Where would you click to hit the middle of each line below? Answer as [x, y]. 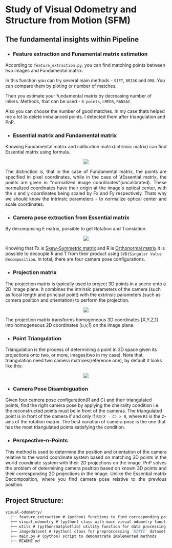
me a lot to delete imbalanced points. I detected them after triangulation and [85, 116]
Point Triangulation [37, 338]
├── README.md [25, 541]
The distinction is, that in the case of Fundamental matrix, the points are [86, 172]
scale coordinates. [25, 204]
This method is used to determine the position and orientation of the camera [86, 452]
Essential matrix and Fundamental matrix [65, 135]
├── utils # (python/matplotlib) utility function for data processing [88, 527]
